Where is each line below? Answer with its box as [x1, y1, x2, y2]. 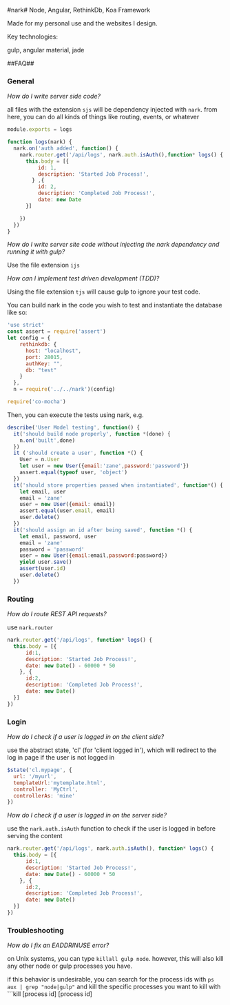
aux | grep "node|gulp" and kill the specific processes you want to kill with [7, 982, 221, 991]
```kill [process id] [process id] [7, 990, 93, 998]
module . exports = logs [7, 126, 72, 133]
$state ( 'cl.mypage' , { [7, 767, 72, 774]
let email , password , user [19, 533, 97, 540]
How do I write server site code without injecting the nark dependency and [7, 241, 220, 249]
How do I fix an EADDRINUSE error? [7, 941, 109, 950]
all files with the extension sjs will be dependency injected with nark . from [7, 105, 218, 114]
